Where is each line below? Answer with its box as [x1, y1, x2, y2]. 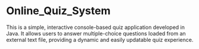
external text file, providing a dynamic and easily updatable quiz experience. [6, 36, 194, 43]
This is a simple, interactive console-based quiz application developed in [6, 24, 185, 31]
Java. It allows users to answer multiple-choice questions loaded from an [6, 30, 186, 37]
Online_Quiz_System [6, 4, 111, 18]
